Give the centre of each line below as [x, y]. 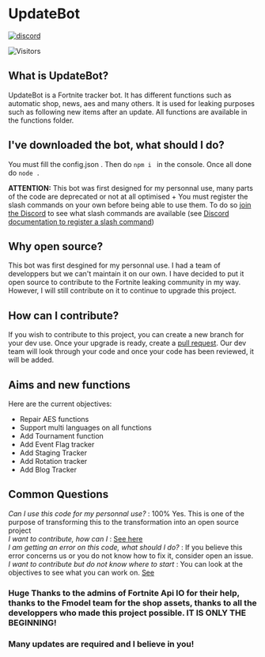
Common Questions [59, 494]
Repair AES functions [54, 419]
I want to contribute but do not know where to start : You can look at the [126, 564]
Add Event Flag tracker [57, 444]
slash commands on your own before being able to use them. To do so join [130, 205]
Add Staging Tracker [53, 453]
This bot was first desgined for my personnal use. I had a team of [115, 265]
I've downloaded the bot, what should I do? [117, 145]
